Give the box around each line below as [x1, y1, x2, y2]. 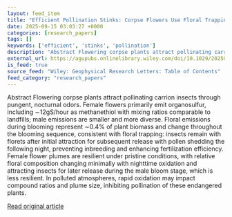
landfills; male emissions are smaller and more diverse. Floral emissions [7, 115, 211, 124]
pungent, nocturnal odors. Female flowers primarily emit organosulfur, [7, 101, 206, 109]
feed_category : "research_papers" [7, 74, 107, 82]
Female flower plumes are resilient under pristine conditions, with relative [7, 152, 215, 160]
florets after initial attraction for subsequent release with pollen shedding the [7, 138, 225, 146]
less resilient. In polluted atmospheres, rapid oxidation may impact [7, 174, 195, 182]
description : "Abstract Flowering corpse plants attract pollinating [7, 49, 212, 56]
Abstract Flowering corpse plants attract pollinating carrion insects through [7, 93, 221, 102]
